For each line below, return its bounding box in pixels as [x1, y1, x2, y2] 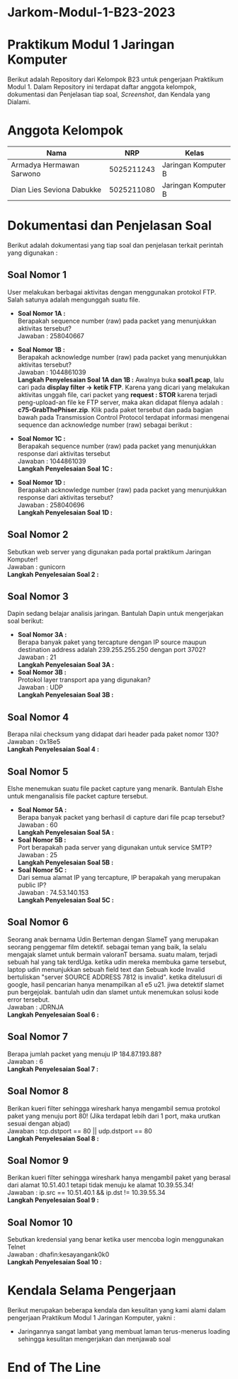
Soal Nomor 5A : [17, 806, 67, 814]
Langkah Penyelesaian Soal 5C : [17, 896, 115, 905]
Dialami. [7, 98, 31, 106]
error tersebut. [7, 995, 50, 1004]
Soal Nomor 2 [7, 529, 69, 541]
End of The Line [7, 1360, 101, 1375]
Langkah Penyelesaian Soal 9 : [7, 1196, 99, 1204]
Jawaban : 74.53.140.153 [17, 888, 89, 897]
